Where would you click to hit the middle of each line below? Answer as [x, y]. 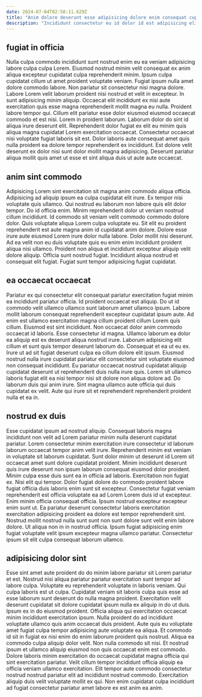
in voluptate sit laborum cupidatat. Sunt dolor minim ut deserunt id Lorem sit [100, 456]
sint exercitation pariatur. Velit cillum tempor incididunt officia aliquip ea [95, 662]
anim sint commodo [44, 177]
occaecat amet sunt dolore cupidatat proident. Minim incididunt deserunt [97, 463]
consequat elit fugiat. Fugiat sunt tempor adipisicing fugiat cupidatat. [92, 262]
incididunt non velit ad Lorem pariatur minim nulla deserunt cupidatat [91, 437]
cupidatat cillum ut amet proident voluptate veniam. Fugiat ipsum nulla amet [100, 81]
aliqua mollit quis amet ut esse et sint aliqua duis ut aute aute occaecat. [95, 158]
